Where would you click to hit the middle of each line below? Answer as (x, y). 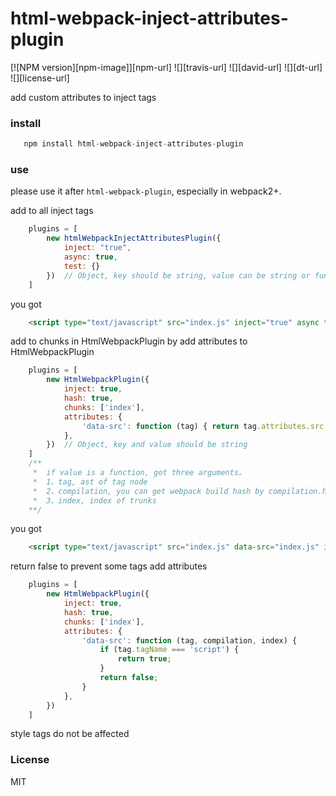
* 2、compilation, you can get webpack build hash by (148, 491)
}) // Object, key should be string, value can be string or (178, 275)
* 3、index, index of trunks (94, 500)
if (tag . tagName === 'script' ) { (169, 650)
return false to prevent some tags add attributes (109, 566)
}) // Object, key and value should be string (147, 445)
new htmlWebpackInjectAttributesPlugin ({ (134, 238)
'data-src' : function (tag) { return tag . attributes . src (203, 426)
